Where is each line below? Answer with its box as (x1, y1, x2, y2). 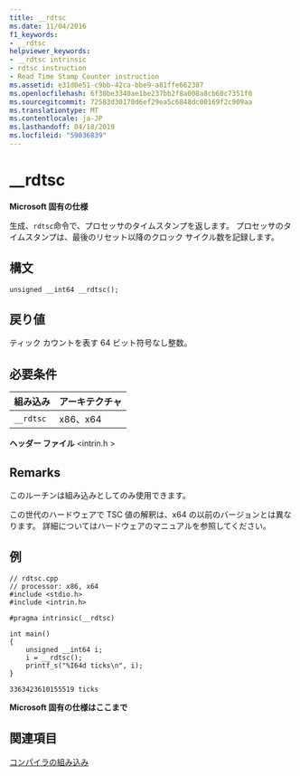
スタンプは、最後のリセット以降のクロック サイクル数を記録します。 (24, 232, 280, 242)
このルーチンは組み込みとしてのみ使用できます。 (9, 490, 192, 501)
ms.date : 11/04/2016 (9, 22, 88, 31)
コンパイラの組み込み (9, 756, 89, 767)
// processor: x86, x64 (9, 582, 99, 591)
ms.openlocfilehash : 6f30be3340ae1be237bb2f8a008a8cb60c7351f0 (9, 89, 253, 98)
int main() (9, 629, 51, 639)
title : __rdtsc (9, 13, 67, 23)
